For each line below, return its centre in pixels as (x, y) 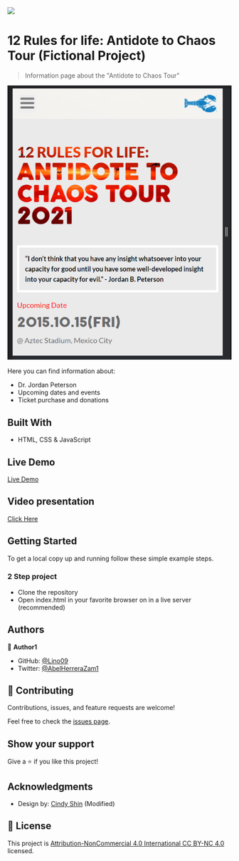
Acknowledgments (51, 787)
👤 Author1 (22, 647)
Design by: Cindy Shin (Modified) (66, 804)
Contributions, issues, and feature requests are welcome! (91, 708)
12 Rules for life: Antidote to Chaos (112, 41)
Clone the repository (48, 592)
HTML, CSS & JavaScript (54, 440)
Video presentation (51, 502)
